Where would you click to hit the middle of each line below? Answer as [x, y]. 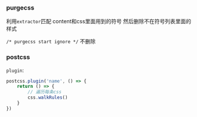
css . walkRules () [48, 98]
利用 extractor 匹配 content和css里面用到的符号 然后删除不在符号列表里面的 [99, 21]
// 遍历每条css [44, 92]
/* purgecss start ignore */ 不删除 [51, 42]
